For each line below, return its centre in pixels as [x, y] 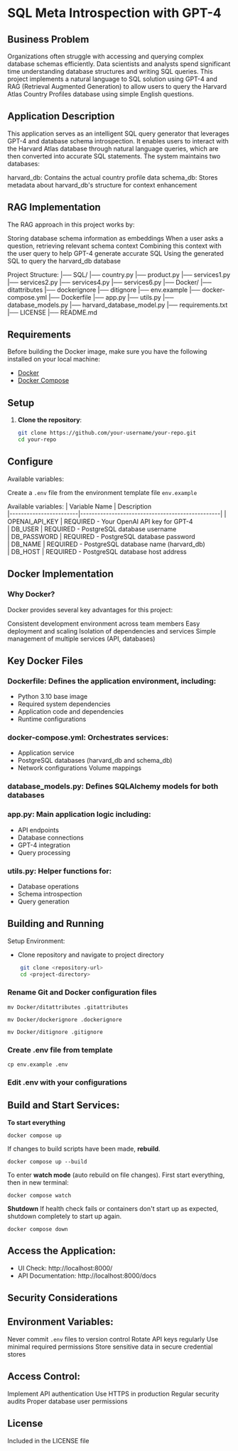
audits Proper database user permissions [67, 1401]
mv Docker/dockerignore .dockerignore [65, 1020]
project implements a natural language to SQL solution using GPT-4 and [113, 79]
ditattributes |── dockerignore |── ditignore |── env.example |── [104, 290]
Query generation [43, 901]
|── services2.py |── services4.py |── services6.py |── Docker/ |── [109, 282]
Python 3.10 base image [53, 697]
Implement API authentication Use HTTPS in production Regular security [113, 1393]
